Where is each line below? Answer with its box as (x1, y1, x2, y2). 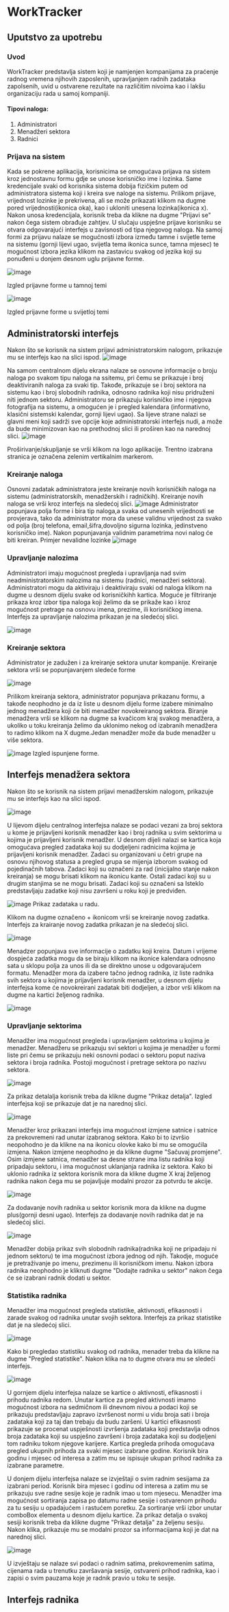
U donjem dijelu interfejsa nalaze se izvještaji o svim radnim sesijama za (7, 1474, 210, 1483)
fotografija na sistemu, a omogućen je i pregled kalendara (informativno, (7, 403, 211, 411)
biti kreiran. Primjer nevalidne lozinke (7, 536, 111, 545)
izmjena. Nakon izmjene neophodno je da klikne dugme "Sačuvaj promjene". (7, 1148, 222, 1156)
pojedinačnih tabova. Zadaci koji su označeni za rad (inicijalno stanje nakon (7, 865, 219, 873)
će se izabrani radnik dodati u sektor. (7, 1274, 111, 1282)
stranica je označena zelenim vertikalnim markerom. (7, 453, 154, 461)
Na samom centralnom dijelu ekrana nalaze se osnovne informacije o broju (7, 367, 217, 375)
